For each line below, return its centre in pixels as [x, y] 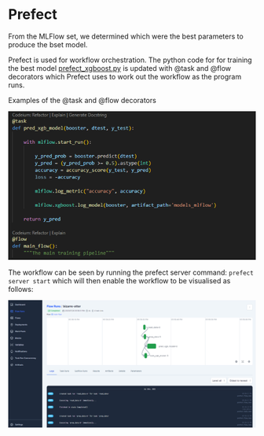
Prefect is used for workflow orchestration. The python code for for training [130, 60]
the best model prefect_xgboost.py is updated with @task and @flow [120, 68]
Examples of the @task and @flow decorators [82, 100]
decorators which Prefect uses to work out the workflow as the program [125, 76]
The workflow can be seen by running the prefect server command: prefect [131, 272]
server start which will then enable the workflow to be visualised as [119, 281]
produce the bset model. [48, 44]
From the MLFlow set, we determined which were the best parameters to [126, 36]
